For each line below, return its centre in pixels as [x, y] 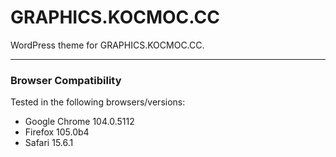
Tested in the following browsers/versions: [98, 102]
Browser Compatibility [66, 80]
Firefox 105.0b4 [57, 132]
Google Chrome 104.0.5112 [79, 122]
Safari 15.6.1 [49, 143]
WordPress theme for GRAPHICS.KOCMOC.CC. [107, 45]
